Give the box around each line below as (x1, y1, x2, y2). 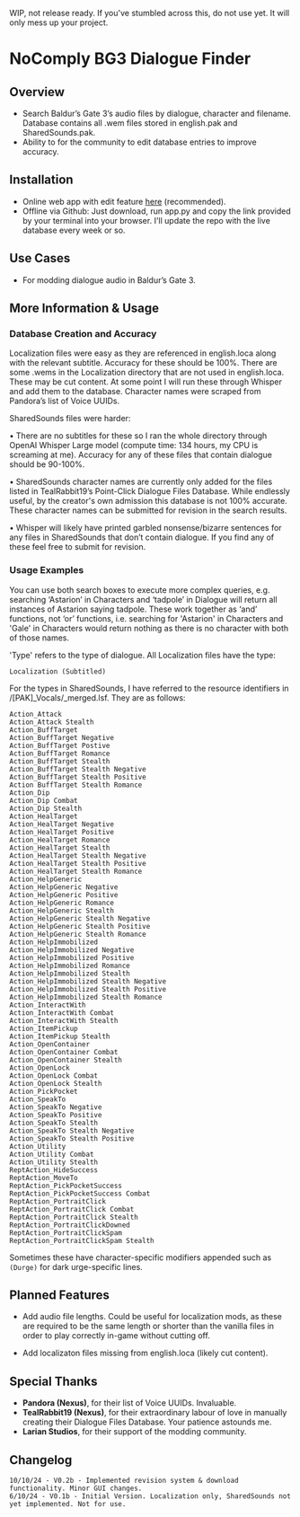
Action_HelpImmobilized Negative (9, 945, 135, 955)
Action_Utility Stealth (9, 1158, 99, 1167)
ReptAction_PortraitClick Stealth (9, 1213, 139, 1222)
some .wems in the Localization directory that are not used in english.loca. (9, 367, 285, 378)
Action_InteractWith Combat (9, 1008, 115, 1018)
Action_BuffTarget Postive (9, 741, 110, 750)
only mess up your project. (9, 17, 109, 28)
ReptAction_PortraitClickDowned (9, 1221, 130, 1230)
